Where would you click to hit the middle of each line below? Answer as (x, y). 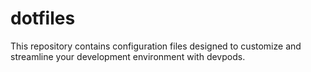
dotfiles (43, 18)
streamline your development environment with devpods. (128, 56)
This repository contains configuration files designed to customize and (156, 46)
